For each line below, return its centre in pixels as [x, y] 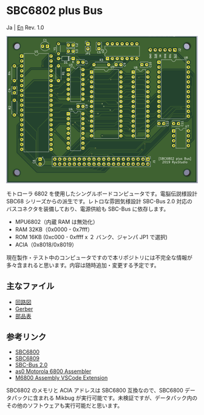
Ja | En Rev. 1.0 [25, 27]
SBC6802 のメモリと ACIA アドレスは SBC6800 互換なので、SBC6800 [95, 391]
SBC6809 [27, 358]
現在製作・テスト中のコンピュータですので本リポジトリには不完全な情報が [99, 257]
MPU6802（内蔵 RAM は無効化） [56, 221]
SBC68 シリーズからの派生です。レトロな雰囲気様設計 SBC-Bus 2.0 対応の [100, 201]
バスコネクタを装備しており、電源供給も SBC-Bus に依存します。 [88, 209]
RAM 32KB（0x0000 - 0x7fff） [54, 229]
